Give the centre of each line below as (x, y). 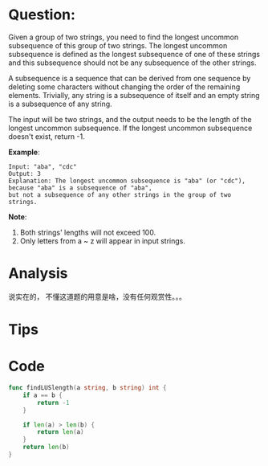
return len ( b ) (46, 448)
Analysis (38, 274)
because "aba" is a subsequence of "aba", (80, 188)
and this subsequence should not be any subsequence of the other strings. (132, 63)
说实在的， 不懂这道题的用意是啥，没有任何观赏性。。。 (97, 296)
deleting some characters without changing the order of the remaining (124, 87)
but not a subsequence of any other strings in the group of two (120, 194)
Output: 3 (25, 174)
